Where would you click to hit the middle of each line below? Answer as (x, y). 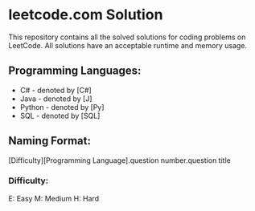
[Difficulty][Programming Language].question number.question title (119, 160)
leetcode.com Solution (86, 15)
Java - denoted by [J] (56, 99)
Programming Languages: (75, 71)
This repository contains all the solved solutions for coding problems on (127, 37)
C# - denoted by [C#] (56, 90)
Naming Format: (49, 141)
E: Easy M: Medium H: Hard (53, 198)
